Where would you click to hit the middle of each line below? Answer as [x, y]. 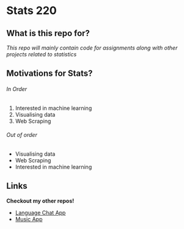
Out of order [22, 135]
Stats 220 [31, 11]
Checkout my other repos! [40, 201]
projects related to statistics [42, 54]
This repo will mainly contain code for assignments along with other [92, 48]
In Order [17, 89]
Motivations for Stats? [50, 74]
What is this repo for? [48, 33]
